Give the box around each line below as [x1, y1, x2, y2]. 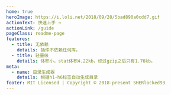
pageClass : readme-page [6, 31, 65, 37]
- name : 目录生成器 [11, 69, 55, 75]
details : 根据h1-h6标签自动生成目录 [17, 74, 98, 80]
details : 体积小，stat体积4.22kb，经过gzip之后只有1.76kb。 [17, 58, 156, 64]
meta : [6, 63, 20, 70]
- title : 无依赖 [11, 42, 49, 48]
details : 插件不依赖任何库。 [17, 47, 81, 53]
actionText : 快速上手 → [6, 19, 61, 25]
